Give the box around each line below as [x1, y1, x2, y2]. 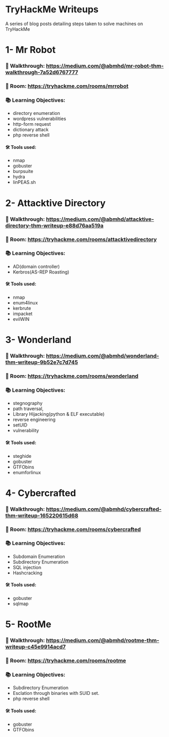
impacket [12, 311, 33, 317]
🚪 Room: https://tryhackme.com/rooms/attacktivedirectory [5, 236, 157, 243]
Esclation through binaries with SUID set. [12, 690, 100, 696]
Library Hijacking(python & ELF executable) [12, 411, 105, 417]
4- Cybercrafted [5, 487, 76, 499]
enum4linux [12, 300, 38, 306]
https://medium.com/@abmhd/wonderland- [46, 353, 159, 360]
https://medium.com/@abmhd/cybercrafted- [46, 506, 162, 513]
